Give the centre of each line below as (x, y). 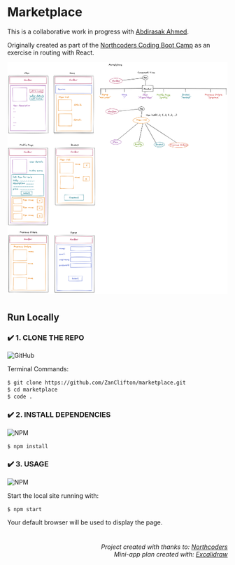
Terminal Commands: (38, 369)
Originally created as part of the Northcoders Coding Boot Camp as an (109, 45)
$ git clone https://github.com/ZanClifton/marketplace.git (97, 383)
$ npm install (28, 446)
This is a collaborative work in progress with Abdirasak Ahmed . (98, 31)
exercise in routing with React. (51, 52)
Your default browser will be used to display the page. (85, 522)
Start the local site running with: (53, 495)
